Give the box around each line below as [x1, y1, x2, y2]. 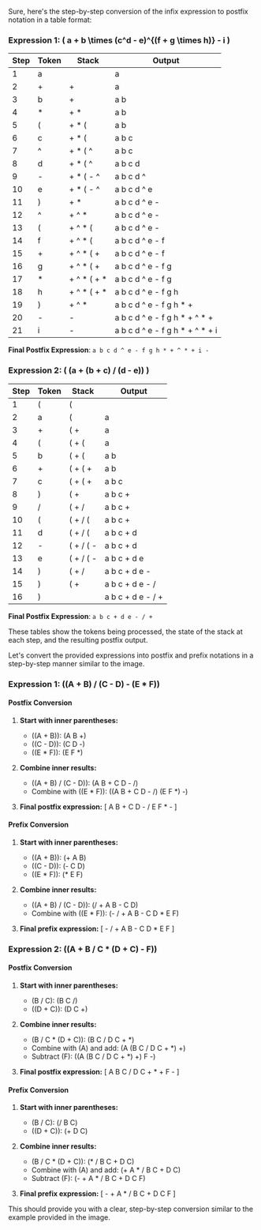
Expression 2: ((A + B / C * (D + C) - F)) [8, 943, 158, 954]
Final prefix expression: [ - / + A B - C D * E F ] [19, 924, 175, 933]
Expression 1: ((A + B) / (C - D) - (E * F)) [8, 678, 160, 689]
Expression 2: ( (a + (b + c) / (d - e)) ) [8, 365, 150, 376]
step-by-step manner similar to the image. [8, 658, 145, 668]
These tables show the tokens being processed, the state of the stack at [8, 627, 243, 636]
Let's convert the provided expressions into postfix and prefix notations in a [8, 651, 254, 660]
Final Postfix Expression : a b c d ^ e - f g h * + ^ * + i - [8, 345, 210, 354]
